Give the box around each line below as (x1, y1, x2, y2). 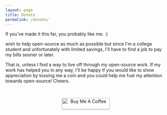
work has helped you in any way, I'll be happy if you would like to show (5, 67, 155, 73)
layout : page (5, 7, 33, 13)
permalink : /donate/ (5, 17, 50, 22)
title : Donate (5, 12, 36, 17)
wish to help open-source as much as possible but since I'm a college (5, 41, 152, 47)
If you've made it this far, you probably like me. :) (5, 31, 108, 37)
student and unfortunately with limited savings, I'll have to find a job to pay (5, 47, 162, 53)
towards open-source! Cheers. (5, 78, 70, 84)
